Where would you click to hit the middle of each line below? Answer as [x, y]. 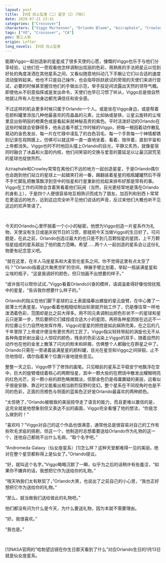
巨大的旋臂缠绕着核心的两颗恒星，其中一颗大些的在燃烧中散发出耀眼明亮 [87, 373]
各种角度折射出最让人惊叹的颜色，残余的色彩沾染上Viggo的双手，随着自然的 [83, 338]
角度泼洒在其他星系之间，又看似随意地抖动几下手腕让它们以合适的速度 [89, 73]
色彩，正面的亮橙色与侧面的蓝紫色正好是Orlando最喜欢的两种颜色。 [83, 391]
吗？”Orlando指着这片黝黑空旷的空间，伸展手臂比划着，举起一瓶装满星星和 [81, 267]
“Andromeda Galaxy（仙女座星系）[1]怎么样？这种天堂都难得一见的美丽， [80, 447]
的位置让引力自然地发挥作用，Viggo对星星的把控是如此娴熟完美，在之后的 [80, 325]
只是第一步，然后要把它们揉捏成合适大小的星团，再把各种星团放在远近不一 [85, 319]
